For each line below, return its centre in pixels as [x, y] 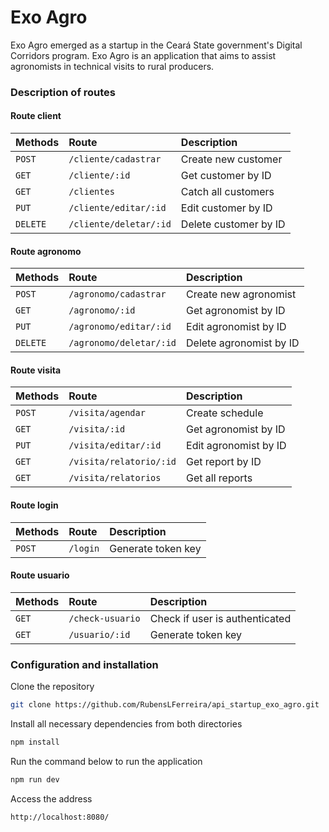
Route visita [36, 370]
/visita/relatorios [115, 478]
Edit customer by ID [226, 208]
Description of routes [63, 92]
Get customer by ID [226, 176]
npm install [35, 742]
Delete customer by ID [233, 224]
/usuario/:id [99, 634]
